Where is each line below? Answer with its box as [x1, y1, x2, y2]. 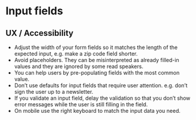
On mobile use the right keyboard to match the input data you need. [14, 107, 181, 114]
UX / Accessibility [5, 28, 74, 38]
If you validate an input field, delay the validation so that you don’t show [14, 94, 191, 101]
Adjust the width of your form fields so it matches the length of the [14, 44, 178, 51]
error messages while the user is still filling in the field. [14, 101, 148, 108]
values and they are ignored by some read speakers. [14, 63, 144, 70]
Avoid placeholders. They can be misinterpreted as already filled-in [14, 57, 179, 63]
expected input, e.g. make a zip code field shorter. [14, 50, 138, 57]
